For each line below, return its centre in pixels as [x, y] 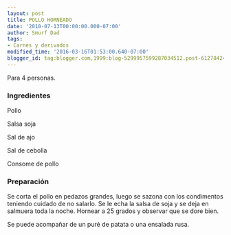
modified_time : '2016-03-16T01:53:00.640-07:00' [78, 52]
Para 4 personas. [32, 78]
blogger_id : [24, 58]
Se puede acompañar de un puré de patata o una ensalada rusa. [98, 225]
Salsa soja [22, 124]
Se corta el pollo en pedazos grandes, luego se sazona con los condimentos [115, 197]
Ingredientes [29, 96]
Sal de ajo [21, 137]
